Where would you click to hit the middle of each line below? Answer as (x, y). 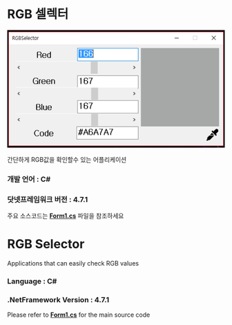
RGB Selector (46, 244)
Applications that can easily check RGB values (73, 263)
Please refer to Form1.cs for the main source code (79, 315)
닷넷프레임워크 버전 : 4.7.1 (48, 199)
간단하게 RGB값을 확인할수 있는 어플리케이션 (67, 159)
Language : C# (32, 281)
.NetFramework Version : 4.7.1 (58, 299)
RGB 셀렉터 (38, 14)
